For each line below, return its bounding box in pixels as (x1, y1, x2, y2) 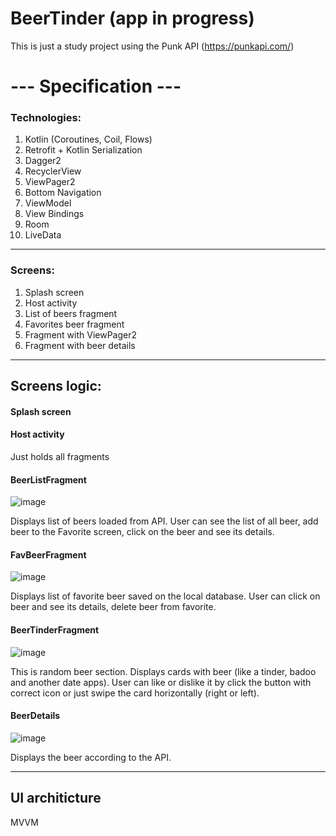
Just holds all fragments (10, 450, 110, 462)
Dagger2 (24, 155, 62, 167)
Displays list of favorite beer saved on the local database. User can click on (10, 590, 321, 602)
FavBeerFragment (10, 548, 87, 561)
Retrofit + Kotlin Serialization (24, 144, 143, 156)
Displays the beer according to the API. (10, 751, 172, 763)
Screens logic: (10, 378, 102, 395)
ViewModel (24, 197, 72, 209)
